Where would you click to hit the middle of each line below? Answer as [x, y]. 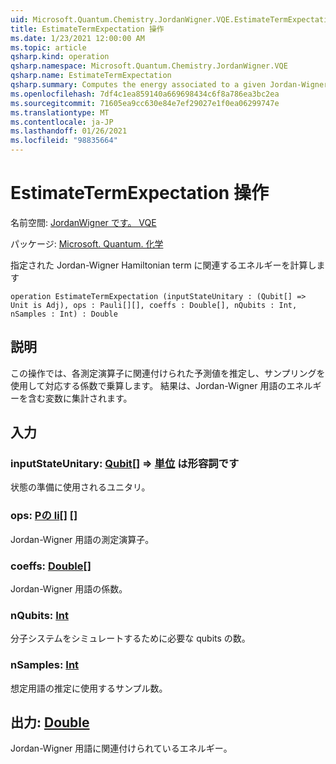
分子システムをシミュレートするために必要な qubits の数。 [130, 638]
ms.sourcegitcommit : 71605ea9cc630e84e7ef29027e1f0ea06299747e [145, 103]
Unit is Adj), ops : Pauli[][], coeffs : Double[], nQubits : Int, [154, 305]
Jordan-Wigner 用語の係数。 [69, 589]
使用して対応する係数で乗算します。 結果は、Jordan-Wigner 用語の [148, 385]
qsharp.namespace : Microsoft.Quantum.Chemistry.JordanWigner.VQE [149, 66]
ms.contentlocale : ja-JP [62, 122]
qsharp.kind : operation [60, 57]
